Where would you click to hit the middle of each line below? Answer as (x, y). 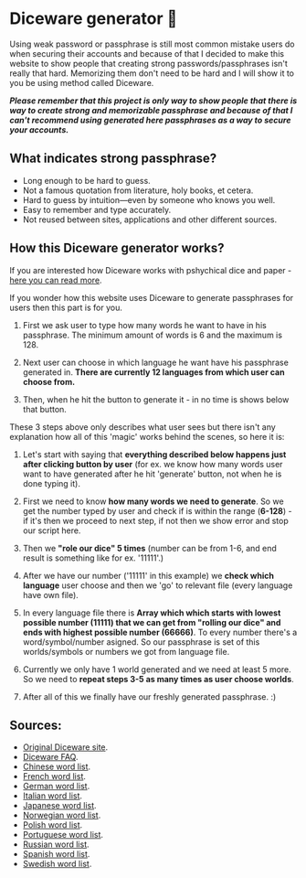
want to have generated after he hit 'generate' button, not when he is (152, 474)
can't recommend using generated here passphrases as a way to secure (150, 120)
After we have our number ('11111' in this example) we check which (148, 575)
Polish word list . (53, 825)
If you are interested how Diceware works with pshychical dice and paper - (151, 270)
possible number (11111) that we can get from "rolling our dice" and (152, 622)
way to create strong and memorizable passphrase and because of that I (151, 110)
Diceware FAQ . (50, 757)
